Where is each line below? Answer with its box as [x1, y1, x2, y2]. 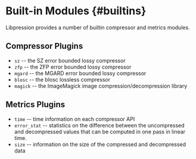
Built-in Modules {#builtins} [5, 4, 147, 18]
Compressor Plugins [5, 41, 83, 51]
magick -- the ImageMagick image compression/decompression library [14, 82, 188, 89]
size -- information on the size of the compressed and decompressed [14, 141, 186, 148]
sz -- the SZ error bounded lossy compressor [14, 57, 126, 64]
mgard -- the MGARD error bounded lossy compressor [14, 70, 147, 77]
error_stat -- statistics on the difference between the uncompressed [14, 121, 185, 129]
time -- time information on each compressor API [14, 115, 135, 123]
